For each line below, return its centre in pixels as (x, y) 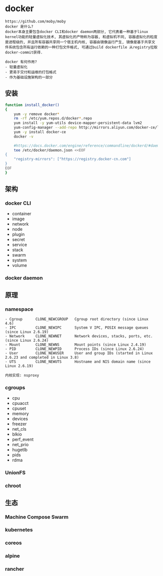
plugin (18, 234)
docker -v (24, 137)
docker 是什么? (19, 26)
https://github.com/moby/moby (36, 21)
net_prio (20, 445)
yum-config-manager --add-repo (45, 128)
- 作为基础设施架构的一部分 (29, 77)
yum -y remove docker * (37, 114)
